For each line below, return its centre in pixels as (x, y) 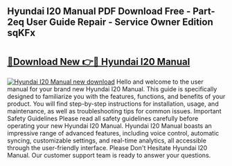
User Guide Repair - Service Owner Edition (119, 22)
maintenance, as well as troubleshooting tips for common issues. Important (114, 111)
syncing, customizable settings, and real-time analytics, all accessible (107, 140)
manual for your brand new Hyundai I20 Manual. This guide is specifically (112, 89)
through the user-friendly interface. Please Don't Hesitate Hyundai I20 (107, 148)
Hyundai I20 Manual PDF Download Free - (99, 11)
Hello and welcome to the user (160, 82)
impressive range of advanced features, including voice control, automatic (113, 133)
